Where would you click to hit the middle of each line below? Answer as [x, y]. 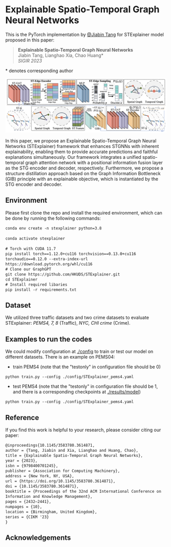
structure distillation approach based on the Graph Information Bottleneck [83, 173]
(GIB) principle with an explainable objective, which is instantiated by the [82, 179]
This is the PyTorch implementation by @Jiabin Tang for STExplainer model [84, 34]
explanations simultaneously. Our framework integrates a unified [73, 157]
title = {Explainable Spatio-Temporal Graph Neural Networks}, [74, 455]
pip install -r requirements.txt [41, 290]
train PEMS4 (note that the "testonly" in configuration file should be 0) [87, 367]
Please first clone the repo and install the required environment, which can [84, 213]
